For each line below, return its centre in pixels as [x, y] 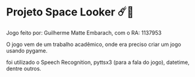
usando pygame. [27, 50]
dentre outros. [24, 68]
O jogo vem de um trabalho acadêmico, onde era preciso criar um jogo [94, 44]
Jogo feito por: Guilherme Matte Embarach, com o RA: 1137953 [84, 33]
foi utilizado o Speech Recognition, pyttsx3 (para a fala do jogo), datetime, [98, 62]
